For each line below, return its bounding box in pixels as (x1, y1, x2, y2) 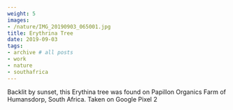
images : (7, 17, 30, 24)
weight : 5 (7, 10, 36, 17)
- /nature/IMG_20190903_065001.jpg (7, 23, 111, 30)
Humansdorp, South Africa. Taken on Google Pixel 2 (7, 95, 157, 103)
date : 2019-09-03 (7, 36, 58, 43)
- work (7, 56, 27, 63)
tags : (7, 42, 23, 49)
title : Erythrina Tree (7, 29, 73, 37)
